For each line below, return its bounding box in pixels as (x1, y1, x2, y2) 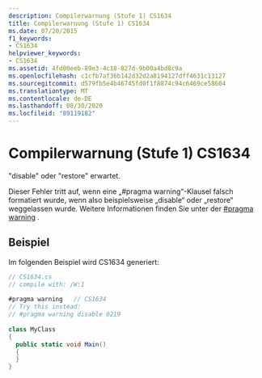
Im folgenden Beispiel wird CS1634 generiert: (8, 257, 159, 267)
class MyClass (8, 325, 57, 334)
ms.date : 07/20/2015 (8, 27, 78, 35)
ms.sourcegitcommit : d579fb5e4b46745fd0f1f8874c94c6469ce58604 (8, 79, 226, 87)
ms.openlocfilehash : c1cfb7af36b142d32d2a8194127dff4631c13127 (8, 72, 226, 80)
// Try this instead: (8, 303, 82, 311)
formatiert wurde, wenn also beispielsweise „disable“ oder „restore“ (8, 195, 234, 204)
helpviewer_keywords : (8, 49, 82, 57)
